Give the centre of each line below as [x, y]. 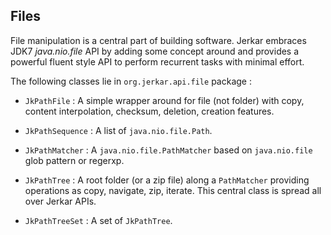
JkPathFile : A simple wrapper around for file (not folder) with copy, [164, 100]
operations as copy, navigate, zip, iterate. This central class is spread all [173, 190]
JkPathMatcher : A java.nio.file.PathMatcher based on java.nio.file [168, 150]
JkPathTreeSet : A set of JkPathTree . [98, 220]
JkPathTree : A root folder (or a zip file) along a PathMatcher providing [167, 180]
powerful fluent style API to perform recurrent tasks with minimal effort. [157, 61]
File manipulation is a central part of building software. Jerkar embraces [158, 40]
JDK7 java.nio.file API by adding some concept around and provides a [155, 51]
